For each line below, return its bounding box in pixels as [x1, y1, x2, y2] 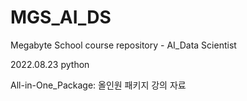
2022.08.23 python [10, 58, 90, 70]
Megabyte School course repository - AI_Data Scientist [10, 39, 237, 51]
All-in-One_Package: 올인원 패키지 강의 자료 [10, 79, 187, 91]
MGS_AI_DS [10, 6, 112, 29]
